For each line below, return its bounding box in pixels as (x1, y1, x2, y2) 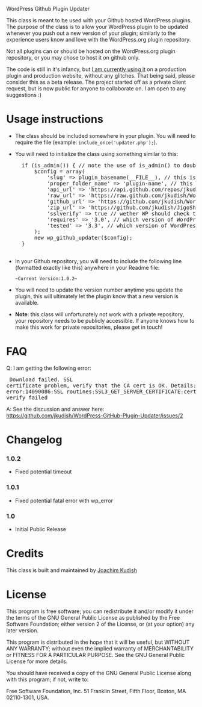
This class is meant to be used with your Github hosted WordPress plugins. (6, 17, 192, 23)
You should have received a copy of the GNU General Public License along (6, 669, 191, 676)
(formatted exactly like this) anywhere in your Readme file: (14, 264, 160, 271)
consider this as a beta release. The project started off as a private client (6, 78, 186, 86)
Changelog (6, 433, 63, 447)
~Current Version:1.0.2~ (14, 275, 78, 282)
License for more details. (6, 658, 68, 665)
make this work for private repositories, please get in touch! (14, 323, 163, 331)
